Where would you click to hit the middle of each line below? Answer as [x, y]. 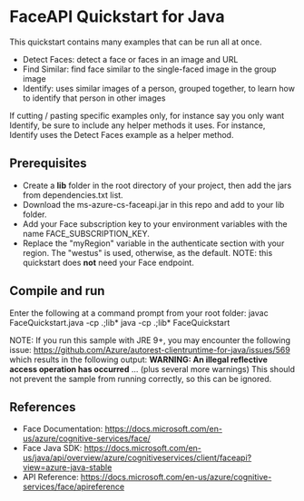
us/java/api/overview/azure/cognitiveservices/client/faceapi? [137, 458]
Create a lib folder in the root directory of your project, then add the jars [157, 185]
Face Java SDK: [52, 448]
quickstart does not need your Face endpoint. [108, 262]
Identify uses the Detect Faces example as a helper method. [122, 134]
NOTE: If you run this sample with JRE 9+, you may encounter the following [150, 340]
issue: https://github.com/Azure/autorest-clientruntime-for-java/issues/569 [150, 349]
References [43, 407]
